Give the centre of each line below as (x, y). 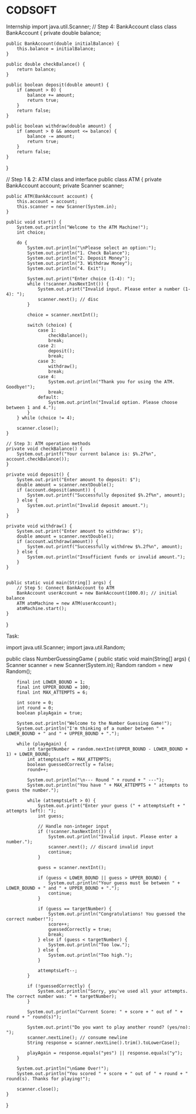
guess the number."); (33, 790)
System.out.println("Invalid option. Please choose (113, 402)
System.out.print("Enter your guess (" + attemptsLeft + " (111, 805)
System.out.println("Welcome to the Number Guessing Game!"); (94, 723)
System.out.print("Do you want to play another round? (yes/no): (109, 1027)
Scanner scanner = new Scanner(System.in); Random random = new (89, 665)
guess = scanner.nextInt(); (72, 867)
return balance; (37, 69)
